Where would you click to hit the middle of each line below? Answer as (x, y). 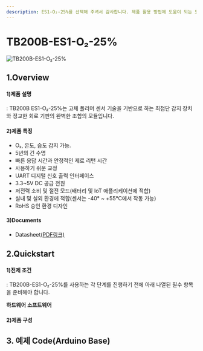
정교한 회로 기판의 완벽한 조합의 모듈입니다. (63, 116)
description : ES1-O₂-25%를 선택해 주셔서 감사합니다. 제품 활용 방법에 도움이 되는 (99, 12)
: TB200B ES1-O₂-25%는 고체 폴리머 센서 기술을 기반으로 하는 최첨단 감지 (94, 108)
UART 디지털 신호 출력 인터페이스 (54, 175)
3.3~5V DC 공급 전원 (40, 183)
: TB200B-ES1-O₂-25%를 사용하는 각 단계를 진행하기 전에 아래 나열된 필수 (94, 284)
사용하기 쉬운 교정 (36, 168)
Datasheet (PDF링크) (40, 234)
